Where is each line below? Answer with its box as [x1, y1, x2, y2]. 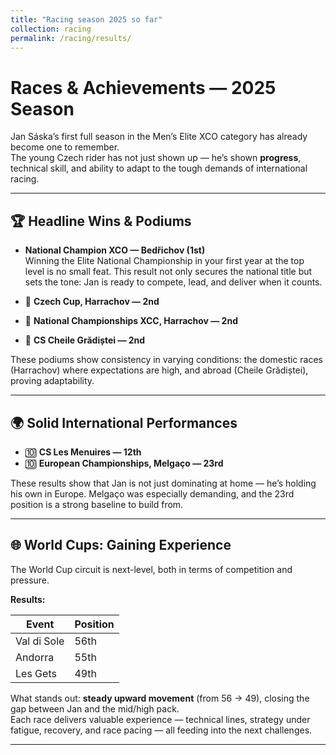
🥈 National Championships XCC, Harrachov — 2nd [24, 315, 238, 327]
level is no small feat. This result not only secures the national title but [24, 266, 313, 278]
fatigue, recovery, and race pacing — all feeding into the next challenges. [10, 724, 313, 736]
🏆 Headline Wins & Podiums [10, 212, 192, 230]
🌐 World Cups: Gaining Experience [10, 537, 232, 554]
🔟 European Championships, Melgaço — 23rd [24, 457, 224, 469]
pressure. [10, 574, 50, 586]
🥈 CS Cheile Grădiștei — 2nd [24, 334, 146, 346]
